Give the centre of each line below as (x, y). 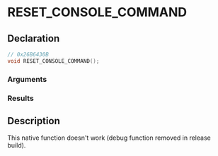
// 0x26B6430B (28, 54)
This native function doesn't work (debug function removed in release (109, 138)
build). (17, 145)
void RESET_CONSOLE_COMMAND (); (53, 61)
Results (21, 98)
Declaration (34, 38)
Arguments (27, 79)
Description (34, 121)
